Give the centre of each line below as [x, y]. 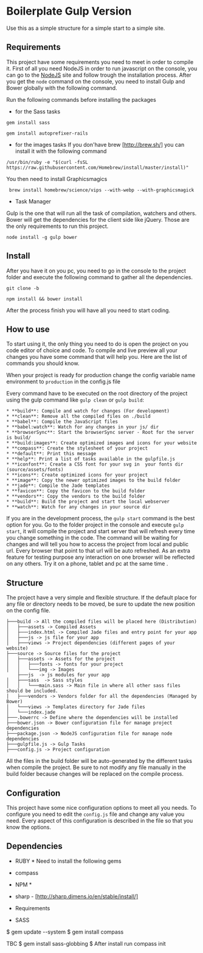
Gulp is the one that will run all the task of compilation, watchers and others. [101, 213]
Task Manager [33, 201]
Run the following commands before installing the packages [81, 99]
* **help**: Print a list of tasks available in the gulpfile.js [91, 459]
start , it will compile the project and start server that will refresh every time [101, 531]
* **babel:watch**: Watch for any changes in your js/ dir [83, 427]
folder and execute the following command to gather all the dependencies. [100, 277]
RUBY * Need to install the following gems [68, 861]
